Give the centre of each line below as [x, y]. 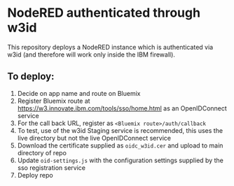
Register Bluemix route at [54, 101]
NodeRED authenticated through [104, 13]
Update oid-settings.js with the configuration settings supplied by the [121, 160]
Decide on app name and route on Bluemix [79, 93]
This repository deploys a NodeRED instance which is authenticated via [110, 47]
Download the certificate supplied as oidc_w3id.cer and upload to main [120, 145]
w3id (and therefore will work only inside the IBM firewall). [91, 55]
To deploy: [31, 77]
